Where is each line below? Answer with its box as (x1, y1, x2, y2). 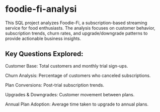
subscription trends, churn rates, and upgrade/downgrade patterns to (5, 30, 148, 36)
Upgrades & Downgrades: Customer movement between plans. (5, 91, 135, 97)
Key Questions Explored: (5, 50, 83, 58)
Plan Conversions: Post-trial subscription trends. (5, 82, 104, 88)
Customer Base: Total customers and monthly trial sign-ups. (5, 63, 128, 69)
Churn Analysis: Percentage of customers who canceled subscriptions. (5, 73, 151, 78)
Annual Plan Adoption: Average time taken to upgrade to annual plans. (5, 101, 149, 107)
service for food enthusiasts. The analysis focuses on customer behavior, (5, 25, 156, 31)
